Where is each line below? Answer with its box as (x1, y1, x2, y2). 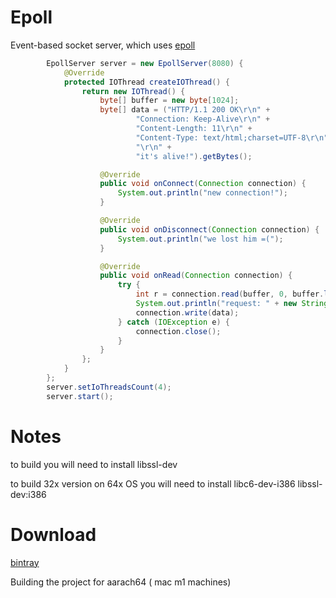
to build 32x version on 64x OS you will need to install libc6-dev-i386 (10, 477, 296, 490)
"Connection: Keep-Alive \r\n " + (135, 114, 271, 125)
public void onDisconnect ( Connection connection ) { (99, 224, 320, 235)
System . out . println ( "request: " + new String (135, 299, 329, 309)
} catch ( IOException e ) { (117, 317, 230, 327)
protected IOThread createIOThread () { (63, 77, 230, 87)
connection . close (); (135, 326, 222, 336)
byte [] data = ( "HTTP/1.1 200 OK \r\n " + (99, 105, 271, 115)
